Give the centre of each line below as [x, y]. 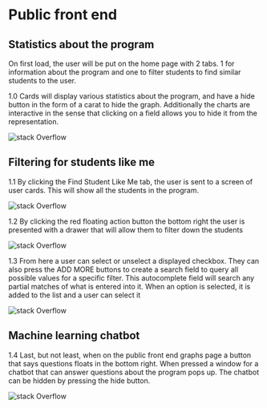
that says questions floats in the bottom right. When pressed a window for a [133, 363]
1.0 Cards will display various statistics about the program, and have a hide [131, 96]
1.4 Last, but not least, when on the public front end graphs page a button [130, 355]
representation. [33, 121]
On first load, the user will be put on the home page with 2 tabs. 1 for [121, 63]
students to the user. [42, 81]
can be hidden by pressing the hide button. [79, 380]
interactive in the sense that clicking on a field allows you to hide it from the [133, 113]
